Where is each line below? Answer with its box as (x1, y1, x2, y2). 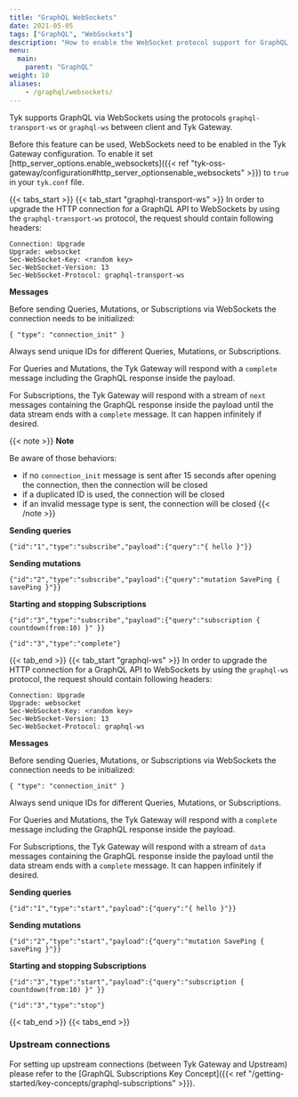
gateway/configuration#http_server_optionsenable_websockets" (9, 167, 246, 178)
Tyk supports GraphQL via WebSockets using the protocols (9, 112, 227, 123)
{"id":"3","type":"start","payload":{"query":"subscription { (9, 977, 245, 987)
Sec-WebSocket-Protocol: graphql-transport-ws (9, 271, 185, 280)
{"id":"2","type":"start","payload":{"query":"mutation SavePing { (9, 937, 265, 946)
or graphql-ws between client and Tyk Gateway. (59, 121, 233, 132)
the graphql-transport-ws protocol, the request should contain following (9, 213, 274, 223)
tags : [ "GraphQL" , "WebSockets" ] (9, 29, 133, 38)
